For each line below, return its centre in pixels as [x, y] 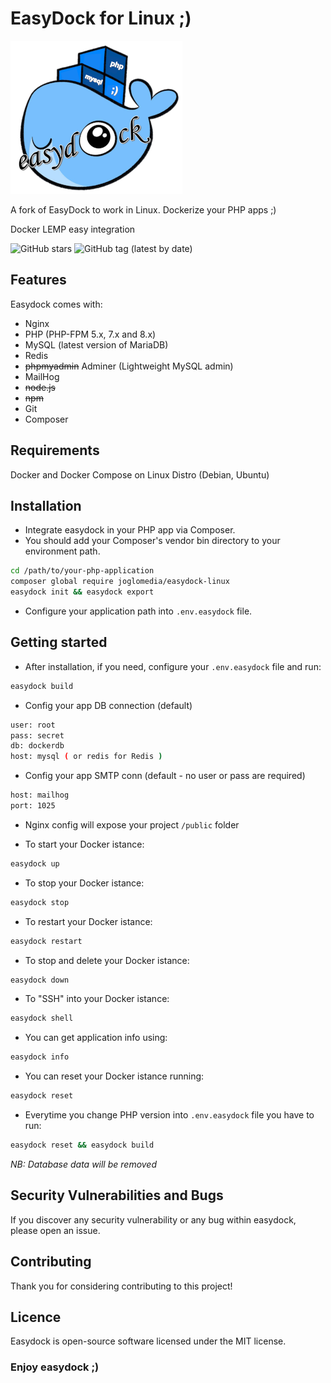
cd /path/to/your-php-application [82, 571]
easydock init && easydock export [82, 592]
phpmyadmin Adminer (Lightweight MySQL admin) [129, 366]
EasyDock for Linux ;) [101, 18]
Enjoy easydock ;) [55, 1367]
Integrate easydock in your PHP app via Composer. [130, 530]
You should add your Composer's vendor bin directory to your [152, 541]
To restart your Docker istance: [88, 921]
